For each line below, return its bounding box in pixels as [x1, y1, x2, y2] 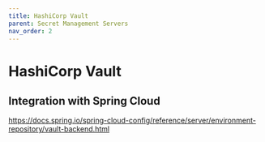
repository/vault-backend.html [8, 124, 110, 134]
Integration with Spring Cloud [8, 94, 160, 108]
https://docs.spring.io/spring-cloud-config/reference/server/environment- [8, 115, 257, 126]
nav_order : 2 [8, 27, 53, 35]
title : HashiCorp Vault [8, 11, 89, 20]
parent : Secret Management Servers [8, 19, 129, 28]
